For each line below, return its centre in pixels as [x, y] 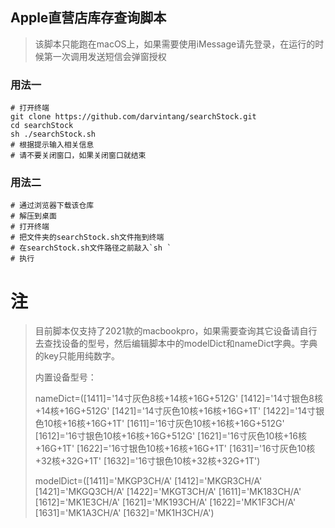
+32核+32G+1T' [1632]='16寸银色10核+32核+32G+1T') [147, 461]
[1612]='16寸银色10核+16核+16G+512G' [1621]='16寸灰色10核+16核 [170, 436]
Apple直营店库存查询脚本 [88, 18]
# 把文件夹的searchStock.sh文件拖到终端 [87, 238]
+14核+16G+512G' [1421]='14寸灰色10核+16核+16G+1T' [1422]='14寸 [175, 411]
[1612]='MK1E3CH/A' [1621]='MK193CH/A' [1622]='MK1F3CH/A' [165, 502]
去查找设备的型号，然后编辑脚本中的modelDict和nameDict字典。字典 [176, 344]
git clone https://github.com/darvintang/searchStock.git [133, 117]
